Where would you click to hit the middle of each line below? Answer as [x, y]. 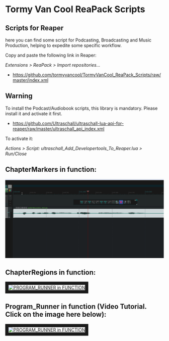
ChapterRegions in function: [51, 272]
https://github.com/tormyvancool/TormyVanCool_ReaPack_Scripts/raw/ [87, 75]
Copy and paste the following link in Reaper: [51, 55]
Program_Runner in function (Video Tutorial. [76, 307]
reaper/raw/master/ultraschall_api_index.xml [58, 129]
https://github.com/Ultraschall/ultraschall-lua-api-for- [68, 123]
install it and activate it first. [34, 113]
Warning [19, 96]
